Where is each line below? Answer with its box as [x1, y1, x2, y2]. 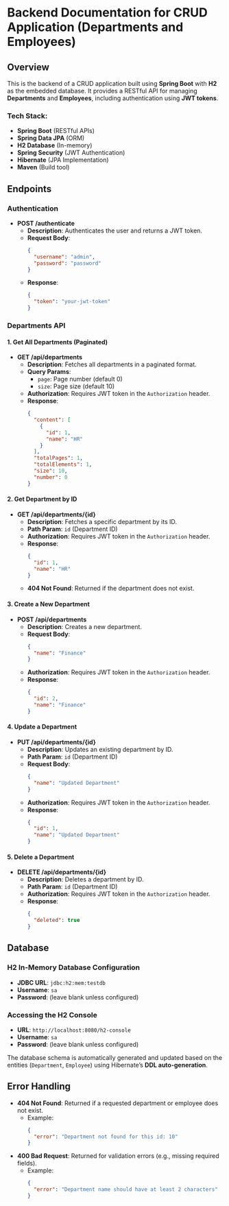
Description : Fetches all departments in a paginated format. [27, 360, 197, 368]
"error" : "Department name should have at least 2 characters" [33, 1186, 218, 1193]
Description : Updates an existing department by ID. [27, 745, 173, 753]
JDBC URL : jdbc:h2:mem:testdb [16, 978, 106, 986]
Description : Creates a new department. [27, 622, 143, 630]
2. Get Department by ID [7, 495, 77, 504]
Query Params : [27, 368, 71, 376]
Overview [7, 61, 50, 73]
